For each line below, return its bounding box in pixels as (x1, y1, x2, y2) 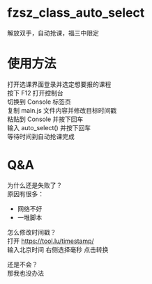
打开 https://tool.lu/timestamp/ (7, 237, 94, 245)
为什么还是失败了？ (7, 181, 63, 189)
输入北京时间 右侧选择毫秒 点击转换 (7, 245, 109, 253)
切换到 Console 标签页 (7, 97, 72, 106)
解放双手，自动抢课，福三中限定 (7, 29, 99, 37)
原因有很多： (7, 189, 44, 198)
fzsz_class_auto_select (7, 5, 145, 21)
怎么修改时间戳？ (7, 228, 56, 236)
